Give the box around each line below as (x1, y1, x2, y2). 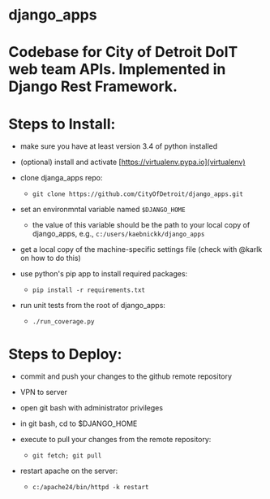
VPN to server (19, 388, 67, 397)
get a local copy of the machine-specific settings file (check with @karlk (19, 245, 263, 254)
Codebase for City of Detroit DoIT (8, 43, 238, 62)
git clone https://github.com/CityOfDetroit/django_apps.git (32, 190, 243, 198)
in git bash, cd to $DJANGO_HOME (19, 419, 138, 428)
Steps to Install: (8, 115, 116, 133)
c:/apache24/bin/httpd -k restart (32, 484, 149, 492)
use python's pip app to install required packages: (19, 269, 188, 279)
